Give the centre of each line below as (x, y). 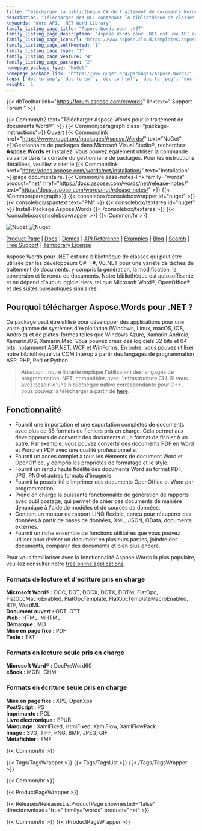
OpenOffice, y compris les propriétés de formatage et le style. (92, 463)
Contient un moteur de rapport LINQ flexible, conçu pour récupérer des (103, 514)
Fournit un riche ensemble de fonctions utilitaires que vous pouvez (97, 533)
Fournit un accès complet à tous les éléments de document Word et (99, 456)
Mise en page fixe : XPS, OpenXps (49, 701)
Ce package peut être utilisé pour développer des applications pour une (95, 321)
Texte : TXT (21, 637)
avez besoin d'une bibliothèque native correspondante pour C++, (102, 385)
